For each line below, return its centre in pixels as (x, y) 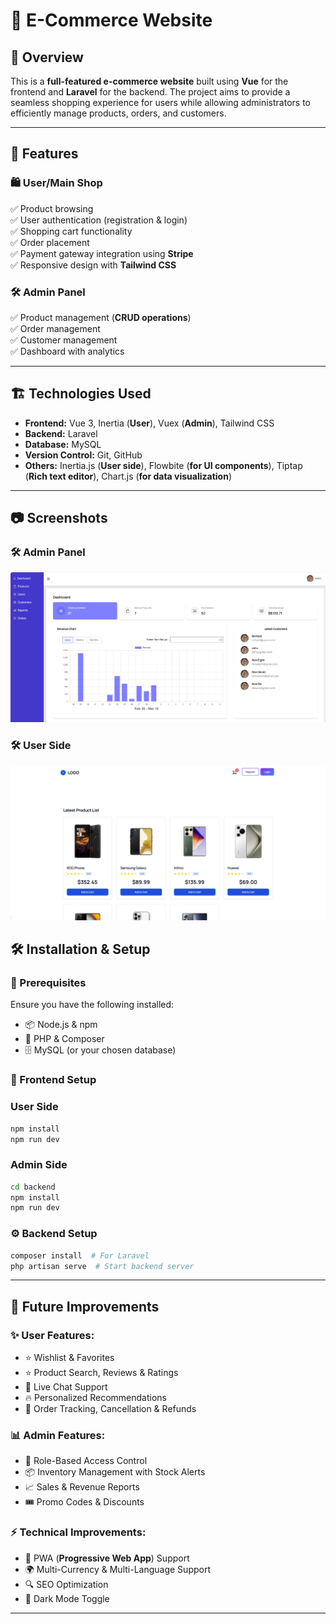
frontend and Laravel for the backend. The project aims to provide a (150, 92)
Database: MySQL (63, 444)
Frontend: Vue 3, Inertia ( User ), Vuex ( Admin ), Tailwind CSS (149, 423)
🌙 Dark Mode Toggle (67, 1598)
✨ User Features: (52, 1335)
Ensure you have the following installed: (92, 1005)
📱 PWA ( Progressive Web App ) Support (107, 1558)
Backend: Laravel (61, 433)
